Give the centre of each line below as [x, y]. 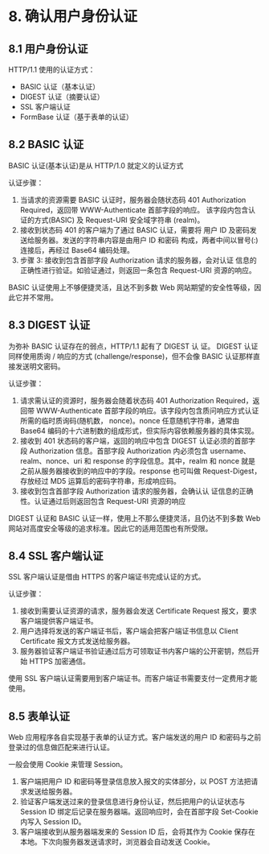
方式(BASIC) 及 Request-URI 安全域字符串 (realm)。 [119, 220]
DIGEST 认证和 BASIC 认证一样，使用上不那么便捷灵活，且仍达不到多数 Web [134, 518]
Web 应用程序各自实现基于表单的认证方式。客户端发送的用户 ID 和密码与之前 [135, 737]
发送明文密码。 [40, 366]
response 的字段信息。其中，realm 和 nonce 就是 [174, 460]
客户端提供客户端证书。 [59, 621]
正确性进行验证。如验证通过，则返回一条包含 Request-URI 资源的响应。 [138, 270]
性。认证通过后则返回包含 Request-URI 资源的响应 [103, 501]
